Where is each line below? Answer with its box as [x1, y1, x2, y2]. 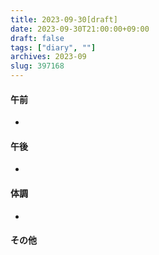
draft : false [10, 33, 65, 43]
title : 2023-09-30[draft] [10, 14, 118, 25]
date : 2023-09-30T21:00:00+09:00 [10, 24, 150, 34]
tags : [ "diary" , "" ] [10, 42, 97, 53]
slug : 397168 [10, 61, 65, 71]
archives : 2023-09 [10, 52, 87, 62]
